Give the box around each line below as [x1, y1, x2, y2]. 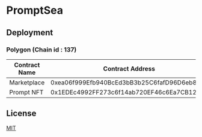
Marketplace [9, 78, 45, 87]
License [6, 108, 37, 118]
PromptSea [6, 4, 64, 17]
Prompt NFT [9, 88, 44, 96]
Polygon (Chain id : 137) [6, 45, 77, 54]
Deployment [6, 28, 54, 38]
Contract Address [103, 64, 155, 72]
